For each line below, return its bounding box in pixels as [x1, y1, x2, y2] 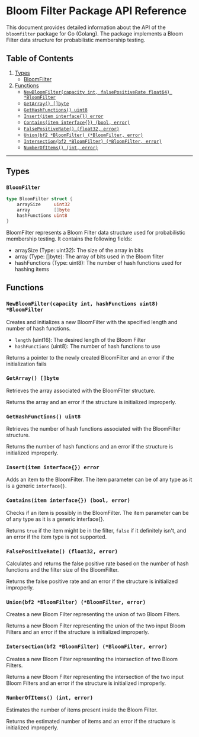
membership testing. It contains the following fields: [6, 235, 133, 242]
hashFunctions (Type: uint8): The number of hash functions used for [14, 259, 182, 266]
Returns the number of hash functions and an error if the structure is [6, 443, 174, 450]
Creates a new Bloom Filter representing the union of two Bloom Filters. [6, 611, 181, 618]
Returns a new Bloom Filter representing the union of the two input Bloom [6, 622, 185, 629]
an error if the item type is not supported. [6, 533, 107, 540]
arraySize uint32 [17, 201, 70, 208]
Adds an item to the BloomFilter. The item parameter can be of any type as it [6, 476, 192, 483]
